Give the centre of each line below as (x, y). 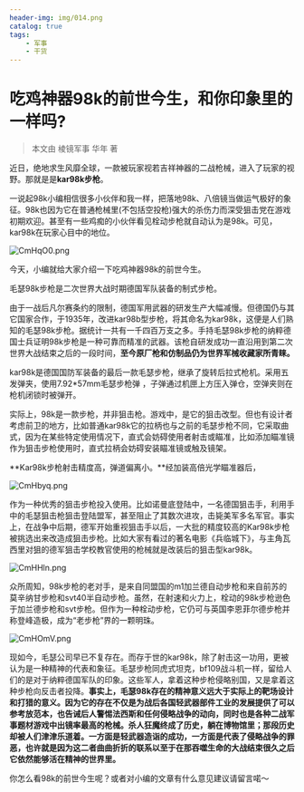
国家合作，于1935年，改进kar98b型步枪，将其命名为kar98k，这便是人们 (151, 319)
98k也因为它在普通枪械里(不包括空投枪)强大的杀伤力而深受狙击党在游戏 (158, 210)
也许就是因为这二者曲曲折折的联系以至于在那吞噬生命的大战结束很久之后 (160, 748)
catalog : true (36, 26)
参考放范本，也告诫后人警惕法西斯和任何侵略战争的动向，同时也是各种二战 (148, 714)
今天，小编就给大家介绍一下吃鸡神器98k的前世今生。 (108, 269)
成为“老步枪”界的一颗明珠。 (108, 621)
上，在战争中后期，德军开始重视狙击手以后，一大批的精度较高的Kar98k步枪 (150, 527)
